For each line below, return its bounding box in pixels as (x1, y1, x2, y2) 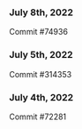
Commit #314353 (9, 69, 72, 79)
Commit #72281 (9, 111, 67, 122)
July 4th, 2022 (9, 91, 74, 103)
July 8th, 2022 (9, 6, 73, 19)
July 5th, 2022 (9, 49, 73, 61)
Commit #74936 (9, 27, 69, 37)
